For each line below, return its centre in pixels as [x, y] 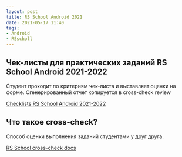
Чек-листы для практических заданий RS [87, 63]
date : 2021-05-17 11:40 [35, 22]
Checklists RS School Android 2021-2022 [56, 103]
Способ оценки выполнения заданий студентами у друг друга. [85, 136]
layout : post [22, 11]
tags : [13, 28]
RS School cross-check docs [41, 148]
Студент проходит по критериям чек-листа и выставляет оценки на [91, 86]
